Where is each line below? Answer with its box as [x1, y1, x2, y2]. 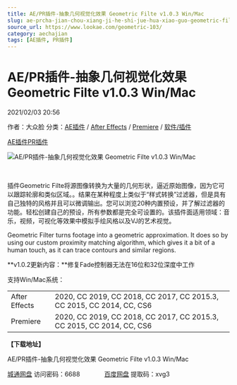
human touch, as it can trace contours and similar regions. [7, 246, 176, 254]
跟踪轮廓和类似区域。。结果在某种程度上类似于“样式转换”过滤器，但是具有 [13, 190, 226, 199]
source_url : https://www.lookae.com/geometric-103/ [7, 23, 162, 30]
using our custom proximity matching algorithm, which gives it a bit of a [7, 238, 215, 247]
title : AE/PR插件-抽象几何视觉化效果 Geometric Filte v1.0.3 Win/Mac [7, 10, 205, 18]
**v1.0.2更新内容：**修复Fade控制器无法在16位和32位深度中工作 [7, 261, 195, 269]
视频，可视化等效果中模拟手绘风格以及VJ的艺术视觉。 [19, 217, 176, 225]
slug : [7, 17, 23, 24]
